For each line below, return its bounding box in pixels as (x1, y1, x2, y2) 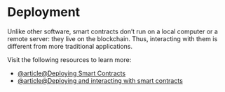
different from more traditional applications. (7, 42, 133, 50)
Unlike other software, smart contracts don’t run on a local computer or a (7, 27, 219, 36)
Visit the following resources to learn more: (7, 55, 132, 63)
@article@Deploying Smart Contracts (17, 69, 126, 77)
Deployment (7, 4, 81, 20)
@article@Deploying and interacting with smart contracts (17, 76, 184, 84)
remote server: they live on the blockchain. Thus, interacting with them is (7, 34, 218, 43)
